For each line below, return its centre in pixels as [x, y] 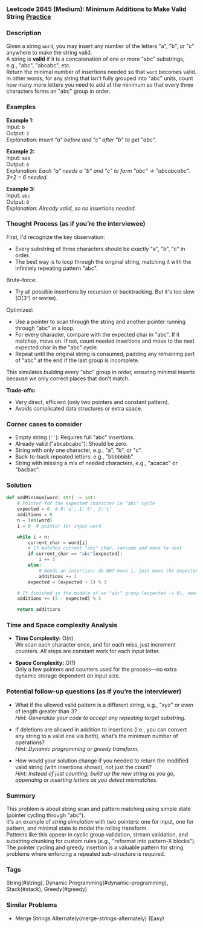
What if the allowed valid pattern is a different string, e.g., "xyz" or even [104, 705]
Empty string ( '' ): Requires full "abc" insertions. [75, 437]
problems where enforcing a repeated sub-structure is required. [86, 854]
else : [35, 565]
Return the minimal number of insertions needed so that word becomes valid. [101, 72]
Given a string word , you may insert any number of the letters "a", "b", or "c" [100, 46]
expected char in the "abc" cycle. [56, 347]
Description [24, 33]
